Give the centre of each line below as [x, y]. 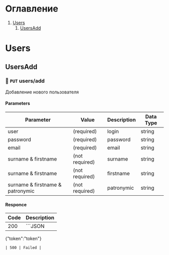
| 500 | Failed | [23, 248]
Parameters [18, 103]
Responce [16, 204]
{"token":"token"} [23, 238]
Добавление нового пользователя [42, 92]
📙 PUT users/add [25, 81]
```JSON [35, 226]
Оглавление [32, 9]
